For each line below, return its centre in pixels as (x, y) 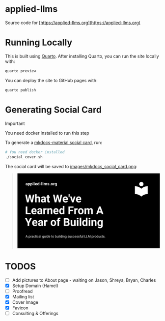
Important (15, 123)
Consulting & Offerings (35, 314)
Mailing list (23, 296)
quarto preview (21, 71)
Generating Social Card (54, 110)
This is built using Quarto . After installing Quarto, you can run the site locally (82, 56)
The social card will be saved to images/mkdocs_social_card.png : (71, 167)
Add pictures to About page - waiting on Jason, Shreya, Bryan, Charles (84, 280)
